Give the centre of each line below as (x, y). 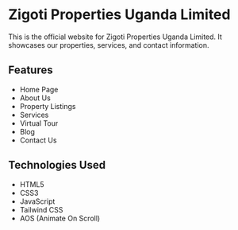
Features (31, 70)
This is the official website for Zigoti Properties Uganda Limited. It (115, 37)
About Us (35, 98)
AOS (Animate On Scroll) (60, 218)
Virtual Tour (39, 123)
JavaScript (37, 201)
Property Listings (48, 106)
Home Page (39, 89)
